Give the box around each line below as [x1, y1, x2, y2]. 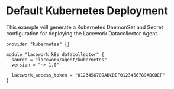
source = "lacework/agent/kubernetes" [11, 57, 108, 62]
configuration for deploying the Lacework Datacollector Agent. [6, 29, 159, 37]
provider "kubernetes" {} [6, 41, 70, 47]
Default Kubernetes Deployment [6, 4, 169, 18]
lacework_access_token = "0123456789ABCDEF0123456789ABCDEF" [11, 72, 166, 78]
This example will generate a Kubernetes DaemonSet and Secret [6, 24, 164, 31]
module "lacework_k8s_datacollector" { [6, 51, 105, 57]
